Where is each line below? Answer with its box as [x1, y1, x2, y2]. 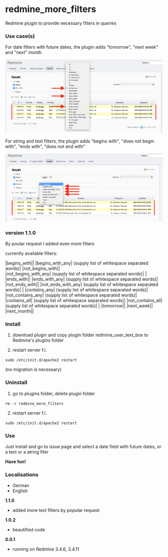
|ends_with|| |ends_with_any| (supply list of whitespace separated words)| [5, 276, 158, 282]
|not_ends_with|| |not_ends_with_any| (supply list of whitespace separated [5, 282, 158, 288]
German [12, 483, 29, 489]
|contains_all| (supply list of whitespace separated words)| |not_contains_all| [5, 298, 162, 304]
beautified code [12, 527, 45, 533]
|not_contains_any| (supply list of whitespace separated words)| [5, 292, 137, 298]
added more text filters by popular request [12, 507, 100, 513]
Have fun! [5, 458, 26, 465]
